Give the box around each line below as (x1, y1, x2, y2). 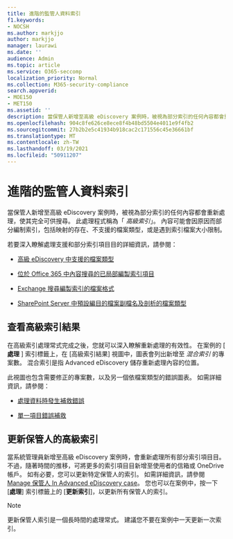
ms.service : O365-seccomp (7, 68, 82, 75)
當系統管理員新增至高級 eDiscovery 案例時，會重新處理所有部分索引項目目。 (7, 453, 225, 461)
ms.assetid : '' (7, 107, 51, 114)
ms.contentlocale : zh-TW (7, 139, 79, 146)
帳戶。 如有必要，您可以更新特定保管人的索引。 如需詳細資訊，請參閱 (7, 470, 205, 479)
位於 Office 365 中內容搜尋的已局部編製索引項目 (17, 269, 155, 278)
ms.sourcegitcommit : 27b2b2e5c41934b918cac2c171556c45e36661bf (7, 126, 194, 133)
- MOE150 (7, 94, 33, 101)
